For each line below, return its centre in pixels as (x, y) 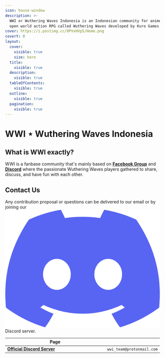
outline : (18, 94)
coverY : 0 (15, 36)
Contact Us (23, 190)
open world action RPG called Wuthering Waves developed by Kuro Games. (85, 26)
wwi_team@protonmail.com (133, 350)
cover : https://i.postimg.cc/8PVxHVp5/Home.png (55, 31)
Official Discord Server (31, 349)
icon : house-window (25, 10)
